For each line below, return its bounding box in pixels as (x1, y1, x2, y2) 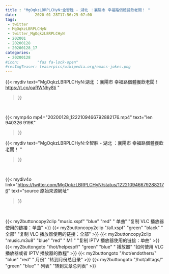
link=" (5, 182, 18, 188)
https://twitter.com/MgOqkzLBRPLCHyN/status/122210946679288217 (17, 182, 164, 188)
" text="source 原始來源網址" (8, 188, 69, 194)
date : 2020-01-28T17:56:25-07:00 (5, 12, 93, 17)
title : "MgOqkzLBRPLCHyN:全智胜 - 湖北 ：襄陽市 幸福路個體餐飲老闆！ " (5, 7, 151, 13)
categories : (5, 50, 31, 55)
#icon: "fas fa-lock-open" (5, 60, 79, 65)
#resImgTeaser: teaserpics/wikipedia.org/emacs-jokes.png (5, 64, 131, 69)
